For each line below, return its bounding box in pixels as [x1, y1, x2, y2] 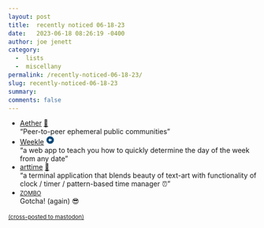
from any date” [19, 154, 69, 163]
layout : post [8, 13, 51, 21]
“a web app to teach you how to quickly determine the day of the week [19, 146, 250, 155]
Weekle [19, 137, 45, 147]
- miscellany [15, 63, 61, 71]
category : [8, 46, 41, 54]
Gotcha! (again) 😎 [19, 196, 80, 206]
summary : [8, 88, 37, 95]
